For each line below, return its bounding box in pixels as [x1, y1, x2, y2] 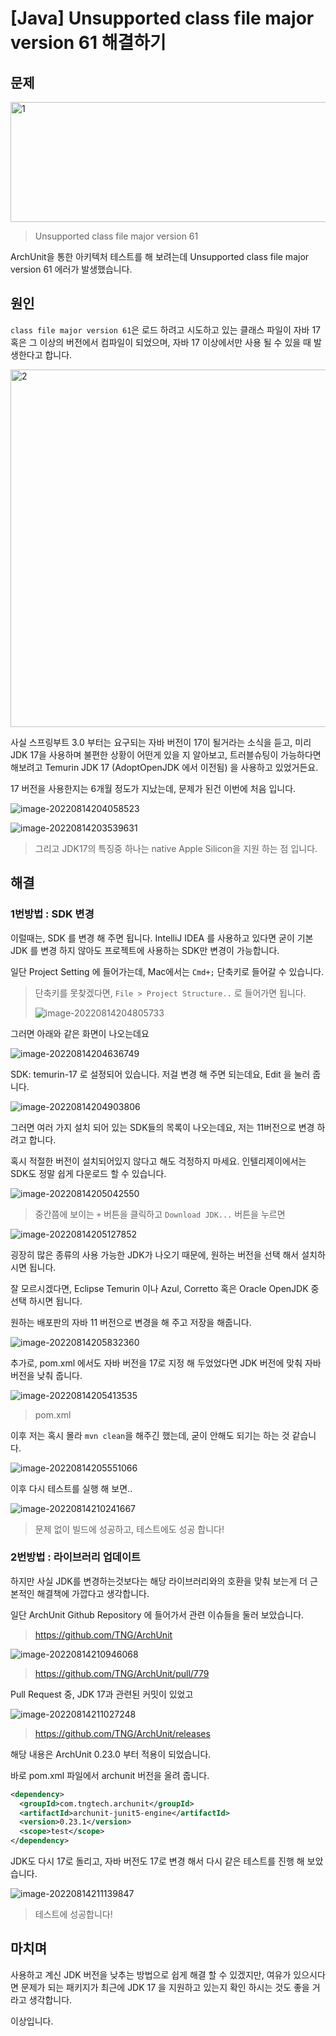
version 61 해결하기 [10, 32, 167, 54]
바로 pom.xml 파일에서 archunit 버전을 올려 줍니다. [10, 1769, 210, 1781]
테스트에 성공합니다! [34, 1908, 113, 1921]
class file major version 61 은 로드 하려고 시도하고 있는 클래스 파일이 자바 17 [10, 323, 322, 336]
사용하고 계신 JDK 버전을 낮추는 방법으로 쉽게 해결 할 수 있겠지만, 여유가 [10, 1968, 292, 1981]
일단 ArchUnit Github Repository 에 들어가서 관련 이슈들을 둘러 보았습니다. [10, 1608, 305, 1621]
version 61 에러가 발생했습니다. [10, 263, 133, 275]
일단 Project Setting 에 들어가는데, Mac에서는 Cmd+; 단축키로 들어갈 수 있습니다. [10, 965, 325, 977]
